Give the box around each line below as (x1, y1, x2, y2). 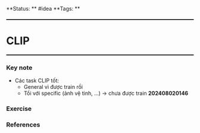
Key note (6, 64, 33, 72)
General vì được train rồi (23, 83, 83, 91)
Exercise (6, 104, 32, 113)
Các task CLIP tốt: (14, 77, 60, 84)
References (6, 120, 40, 129)
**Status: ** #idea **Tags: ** (6, 5, 80, 12)
